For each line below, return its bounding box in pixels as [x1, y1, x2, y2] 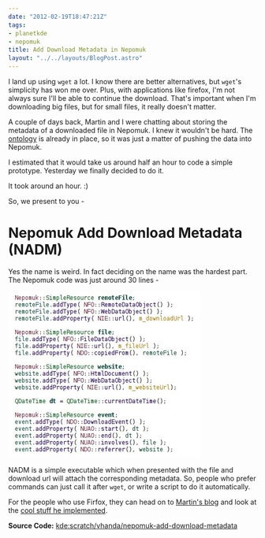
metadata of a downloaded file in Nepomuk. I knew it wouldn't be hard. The [8, 126, 253, 135]
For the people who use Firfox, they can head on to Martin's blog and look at [8, 497, 257, 506]
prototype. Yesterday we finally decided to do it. [8, 166, 164, 175]
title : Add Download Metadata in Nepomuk [8, 46, 147, 54]
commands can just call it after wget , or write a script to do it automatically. [8, 481, 251, 492]
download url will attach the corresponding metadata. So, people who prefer [8, 473, 256, 483]
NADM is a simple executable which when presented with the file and [8, 465, 234, 474]
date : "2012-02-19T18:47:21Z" [8, 13, 108, 20]
